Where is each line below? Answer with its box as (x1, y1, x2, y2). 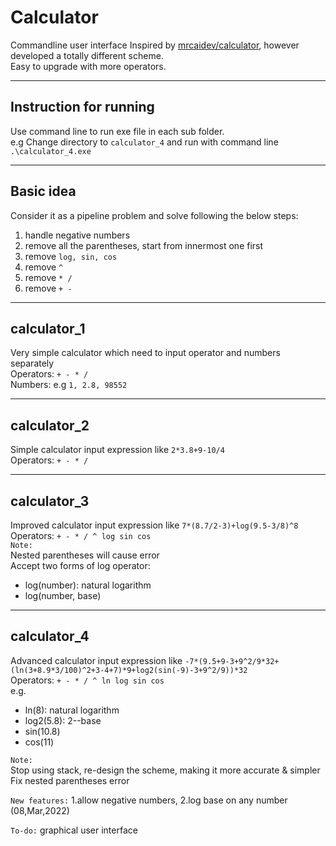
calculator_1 (10, 320, 86, 337)
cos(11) (24, 736, 55, 748)
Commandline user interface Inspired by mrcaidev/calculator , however (10, 39, 300, 51)
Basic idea (10, 183, 77, 200)
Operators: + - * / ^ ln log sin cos (10, 674, 165, 686)
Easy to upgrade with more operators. (10, 60, 167, 72)
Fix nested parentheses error (10, 774, 130, 786)
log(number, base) (24, 590, 102, 601)
